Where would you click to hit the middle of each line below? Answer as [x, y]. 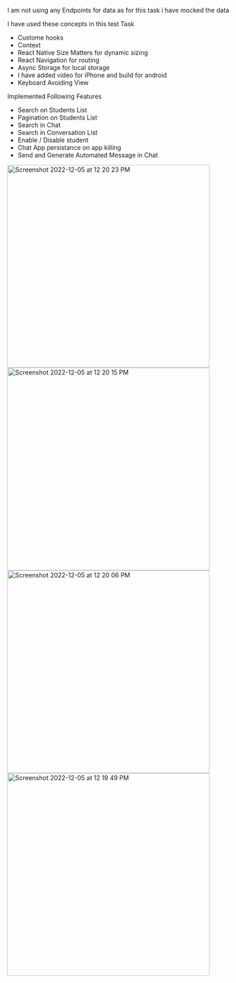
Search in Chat [39, 125]
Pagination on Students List [57, 117]
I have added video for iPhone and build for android [92, 75]
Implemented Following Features [55, 96]
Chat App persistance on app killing [69, 147]
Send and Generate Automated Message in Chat [88, 155]
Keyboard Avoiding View [53, 83]
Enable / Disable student [53, 140]
